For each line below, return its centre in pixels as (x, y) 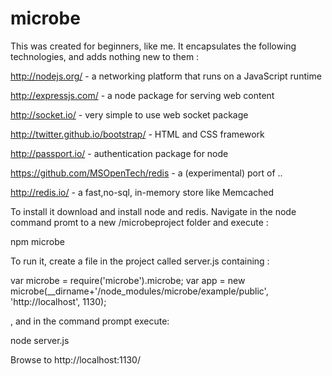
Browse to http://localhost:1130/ (75, 359)
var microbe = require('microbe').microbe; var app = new (128, 280)
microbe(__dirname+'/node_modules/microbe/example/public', (139, 291)
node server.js (40, 340)
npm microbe (37, 241)
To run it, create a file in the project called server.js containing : (140, 261)
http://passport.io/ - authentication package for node (119, 153)
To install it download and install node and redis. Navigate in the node (153, 211)
